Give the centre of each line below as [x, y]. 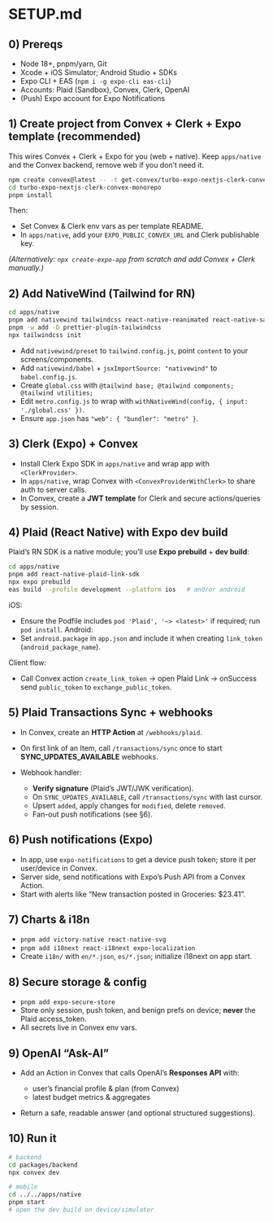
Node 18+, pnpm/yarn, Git [63, 64]
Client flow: [28, 662]
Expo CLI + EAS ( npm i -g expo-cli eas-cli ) [95, 81]
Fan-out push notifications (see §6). [92, 814]
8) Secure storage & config [78, 982]
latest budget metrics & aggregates [91, 1097]
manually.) [26, 268]
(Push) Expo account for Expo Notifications [92, 98]
